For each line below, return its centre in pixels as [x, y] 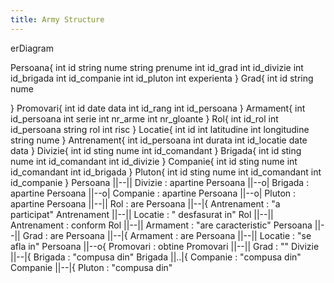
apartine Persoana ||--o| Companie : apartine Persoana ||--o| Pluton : [153, 193]
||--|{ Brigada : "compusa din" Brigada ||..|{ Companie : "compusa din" [156, 257]
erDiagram [32, 48]
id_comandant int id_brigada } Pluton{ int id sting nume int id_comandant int [166, 172]
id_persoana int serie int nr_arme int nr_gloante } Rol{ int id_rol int [144, 118]
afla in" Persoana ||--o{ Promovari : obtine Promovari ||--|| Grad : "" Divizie [165, 246]
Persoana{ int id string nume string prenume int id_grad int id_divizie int [157, 67]
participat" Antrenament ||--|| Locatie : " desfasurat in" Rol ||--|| [142, 214]
